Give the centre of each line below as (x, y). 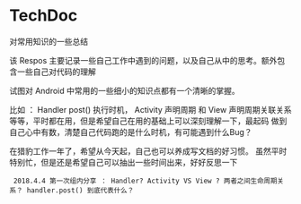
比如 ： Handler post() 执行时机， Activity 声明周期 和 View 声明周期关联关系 (150, 109)
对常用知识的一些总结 (49, 41)
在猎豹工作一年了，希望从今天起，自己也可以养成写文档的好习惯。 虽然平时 (148, 151)
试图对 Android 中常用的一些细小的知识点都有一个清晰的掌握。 (124, 90)
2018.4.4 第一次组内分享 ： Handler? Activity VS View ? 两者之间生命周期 (145, 181)
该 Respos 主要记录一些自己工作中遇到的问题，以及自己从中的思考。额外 (143, 60)
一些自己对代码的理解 (56, 72)
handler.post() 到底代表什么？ (80, 190)
